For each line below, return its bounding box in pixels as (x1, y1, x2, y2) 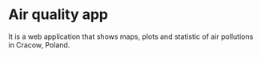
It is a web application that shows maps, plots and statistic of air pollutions (8, 32, 254, 41)
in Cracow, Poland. (8, 40, 70, 49)
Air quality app (8, 6, 109, 24)
